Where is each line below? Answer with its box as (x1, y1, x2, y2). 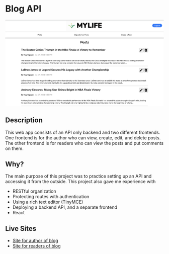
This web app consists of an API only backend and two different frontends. (5, 129, 160, 135)
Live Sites (5, 224, 37, 233)
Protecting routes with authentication (12, 194, 90, 200)
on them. (5, 145, 24, 151)
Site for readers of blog (12, 243, 61, 249)
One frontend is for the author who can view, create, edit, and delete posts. (5, 134, 161, 141)
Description (5, 116, 43, 125)
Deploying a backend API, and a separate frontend (12, 204, 117, 210)
